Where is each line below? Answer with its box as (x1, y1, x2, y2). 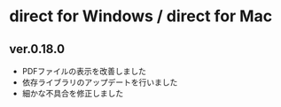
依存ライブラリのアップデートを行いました (21, 77, 178, 88)
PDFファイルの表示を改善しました (21, 66, 147, 76)
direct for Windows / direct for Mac (9, 6, 273, 27)
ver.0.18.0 (9, 42, 65, 57)
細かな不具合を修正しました (21, 88, 124, 98)
